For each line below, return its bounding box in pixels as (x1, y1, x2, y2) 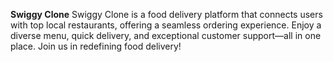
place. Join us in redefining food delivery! (10, 40, 182, 52)
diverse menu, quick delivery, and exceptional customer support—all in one (10, 30, 322, 41)
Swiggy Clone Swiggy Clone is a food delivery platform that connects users (10, 9, 323, 20)
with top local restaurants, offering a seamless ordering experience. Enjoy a (10, 19, 322, 31)
